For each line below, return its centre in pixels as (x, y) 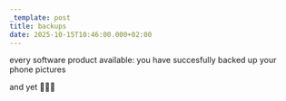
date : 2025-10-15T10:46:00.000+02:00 (81, 34)
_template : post (40, 18)
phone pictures (38, 69)
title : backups (38, 26)
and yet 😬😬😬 (33, 87)
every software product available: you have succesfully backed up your (143, 60)
